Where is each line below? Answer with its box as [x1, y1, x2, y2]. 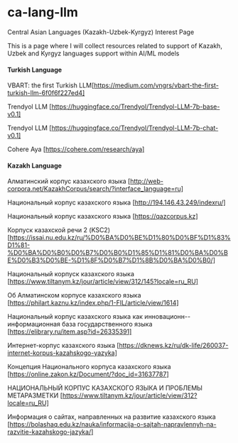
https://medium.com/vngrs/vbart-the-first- [93, 81, 219, 89]
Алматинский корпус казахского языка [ [7, 177, 131, 185]
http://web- [130, 177, 163, 185]
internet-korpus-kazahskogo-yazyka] [7, 349, 117, 357]
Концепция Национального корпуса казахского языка [7, 363, 172, 371]
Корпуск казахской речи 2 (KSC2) [7, 226, 111, 234]
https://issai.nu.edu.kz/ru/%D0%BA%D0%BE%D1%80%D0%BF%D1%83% [9, 234, 231, 242]
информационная [7, 320, 60, 329]
